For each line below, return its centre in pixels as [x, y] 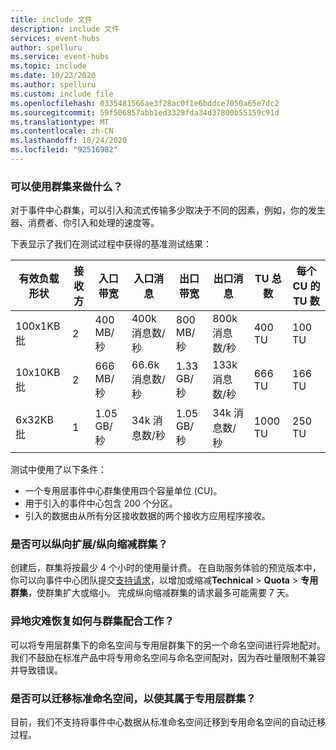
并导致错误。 [36, 670]
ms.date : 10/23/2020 [53, 76]
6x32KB [35, 420]
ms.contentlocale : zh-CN [62, 131]
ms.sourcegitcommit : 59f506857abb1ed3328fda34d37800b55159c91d [145, 112]
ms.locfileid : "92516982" [64, 150]
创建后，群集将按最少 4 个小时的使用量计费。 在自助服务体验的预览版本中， [166, 568]
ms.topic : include [48, 66]
